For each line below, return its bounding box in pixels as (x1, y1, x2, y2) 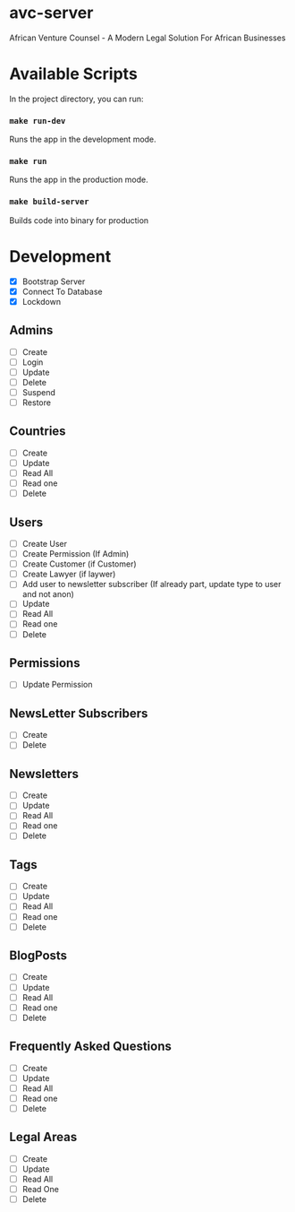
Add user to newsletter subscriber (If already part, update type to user (21, 579, 282, 590)
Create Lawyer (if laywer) (21, 568, 116, 580)
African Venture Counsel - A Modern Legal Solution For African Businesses (9, 32, 286, 43)
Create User (21, 539, 67, 550)
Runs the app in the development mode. (9, 134, 156, 145)
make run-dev (9, 116, 66, 126)
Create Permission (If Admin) (21, 549, 130, 559)
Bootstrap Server (21, 276, 86, 287)
